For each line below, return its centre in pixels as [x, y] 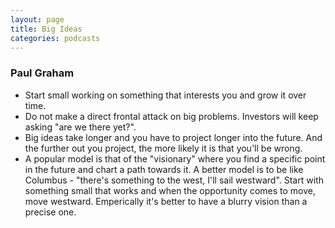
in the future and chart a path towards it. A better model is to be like [164, 169]
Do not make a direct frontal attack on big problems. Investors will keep [171, 116]
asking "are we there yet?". [80, 127]
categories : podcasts [55, 38]
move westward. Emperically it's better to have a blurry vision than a [166, 201]
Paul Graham [42, 73]
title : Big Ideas [46, 29]
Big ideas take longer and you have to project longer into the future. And [173, 137]
